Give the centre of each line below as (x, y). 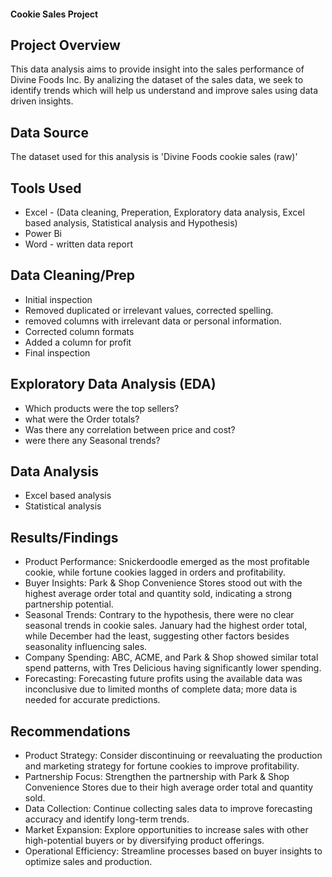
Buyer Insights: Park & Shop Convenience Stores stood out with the (163, 583)
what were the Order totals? (82, 419)
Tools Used (46, 188)
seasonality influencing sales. (86, 647)
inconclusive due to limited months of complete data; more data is (161, 689)
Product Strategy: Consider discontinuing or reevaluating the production (173, 756)
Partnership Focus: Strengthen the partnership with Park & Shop (157, 777)
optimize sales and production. (88, 862)
